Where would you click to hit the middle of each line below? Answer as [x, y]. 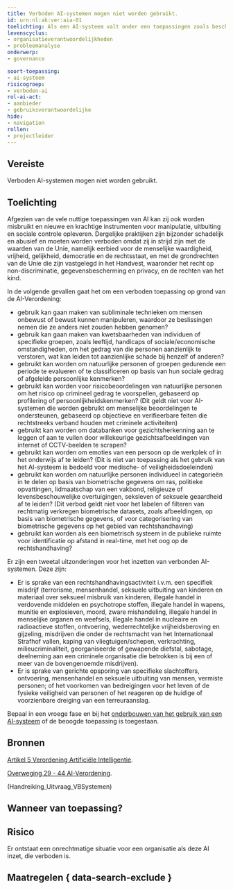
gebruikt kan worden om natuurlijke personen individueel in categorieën [120, 474]
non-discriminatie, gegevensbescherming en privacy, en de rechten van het [115, 271]
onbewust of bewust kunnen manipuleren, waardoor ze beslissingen [115, 319]
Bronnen [26, 743]
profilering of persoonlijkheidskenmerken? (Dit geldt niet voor [105, 401]
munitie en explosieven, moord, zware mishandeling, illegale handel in [117, 612]
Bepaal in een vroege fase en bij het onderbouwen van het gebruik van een [115, 714]
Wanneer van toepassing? [65, 808]
